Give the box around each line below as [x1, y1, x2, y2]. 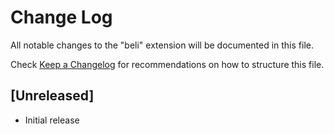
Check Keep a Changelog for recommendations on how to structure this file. [10, 58, 325, 70]
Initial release [24, 114, 80, 126]
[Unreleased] [10, 87, 95, 105]
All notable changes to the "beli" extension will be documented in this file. [10, 39, 314, 51]
